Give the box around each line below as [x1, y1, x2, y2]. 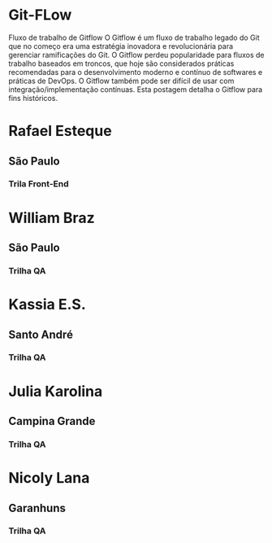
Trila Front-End [8, 178, 69, 190]
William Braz [8, 208, 95, 227]
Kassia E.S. [8, 296, 87, 314]
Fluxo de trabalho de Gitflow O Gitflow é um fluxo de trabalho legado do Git [8, 33, 260, 42]
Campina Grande [8, 414, 96, 428]
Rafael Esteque [8, 122, 112, 140]
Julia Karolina [8, 382, 103, 401]
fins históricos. [8, 93, 58, 103]
